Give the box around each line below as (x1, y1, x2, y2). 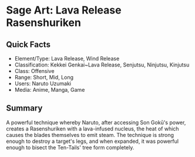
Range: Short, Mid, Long (14, 74, 74, 81)
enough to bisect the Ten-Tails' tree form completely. (6, 143, 135, 151)
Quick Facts (6, 39, 51, 49)
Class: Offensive (14, 68, 55, 74)
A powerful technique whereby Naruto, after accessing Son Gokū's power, (6, 119, 186, 126)
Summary (6, 103, 43, 113)
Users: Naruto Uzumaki (14, 80, 72, 87)
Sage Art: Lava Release (6, 4, 122, 17)
